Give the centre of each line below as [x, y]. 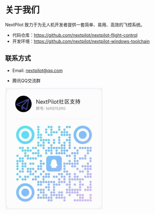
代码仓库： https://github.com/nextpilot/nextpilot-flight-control [75, 35]
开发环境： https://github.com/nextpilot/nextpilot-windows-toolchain [81, 41]
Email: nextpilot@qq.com [37, 70]
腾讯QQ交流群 [26, 80]
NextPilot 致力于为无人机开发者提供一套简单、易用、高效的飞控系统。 [75, 25]
